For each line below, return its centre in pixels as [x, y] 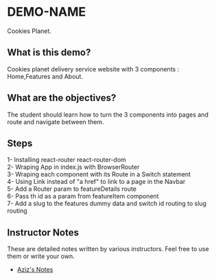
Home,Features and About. [45, 76]
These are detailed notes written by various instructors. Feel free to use [108, 249]
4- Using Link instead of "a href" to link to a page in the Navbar [96, 182]
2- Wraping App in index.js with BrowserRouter [73, 167]
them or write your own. [41, 256]
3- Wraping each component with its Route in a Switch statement [99, 174]
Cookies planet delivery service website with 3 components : [93, 69]
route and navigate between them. [56, 121]
